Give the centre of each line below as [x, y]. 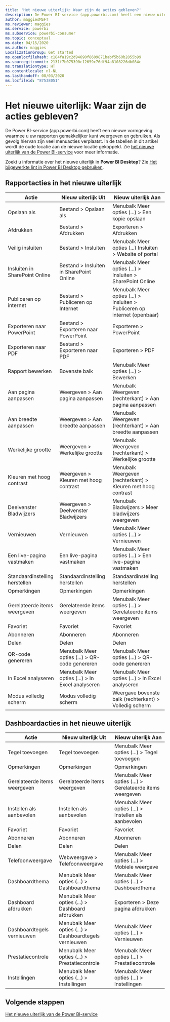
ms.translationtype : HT [30, 66]
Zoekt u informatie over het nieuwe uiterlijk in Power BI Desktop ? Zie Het [81, 162]
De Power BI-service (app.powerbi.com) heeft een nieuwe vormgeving [79, 130]
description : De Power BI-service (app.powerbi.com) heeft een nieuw [80, 15]
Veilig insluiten [25, 248]
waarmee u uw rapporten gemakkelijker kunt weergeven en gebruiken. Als [83, 136]
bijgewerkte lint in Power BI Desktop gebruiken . [55, 167]
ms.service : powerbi [27, 29]
